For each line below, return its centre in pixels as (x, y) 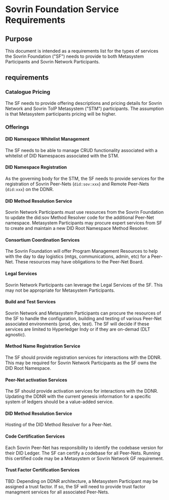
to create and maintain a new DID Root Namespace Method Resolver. (77, 228)
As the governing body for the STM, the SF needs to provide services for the (85, 179)
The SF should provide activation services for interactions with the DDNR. (82, 391)
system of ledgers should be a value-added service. (60, 402)
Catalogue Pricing (28, 92)
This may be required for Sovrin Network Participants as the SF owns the (81, 363)
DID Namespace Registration (36, 167)
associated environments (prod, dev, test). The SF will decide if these (77, 324)
